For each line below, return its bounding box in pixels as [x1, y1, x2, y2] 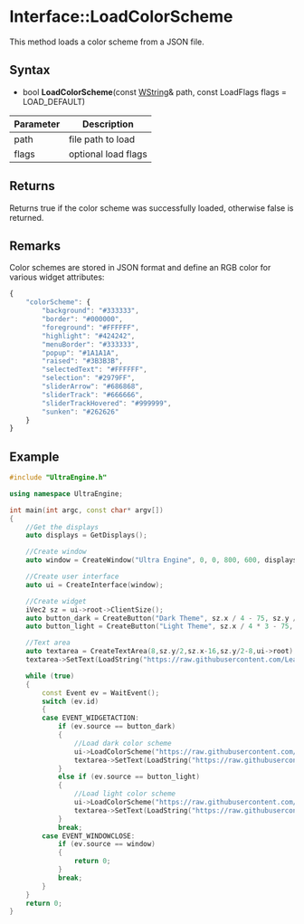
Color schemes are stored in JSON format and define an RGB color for [9, 262, 271, 273]
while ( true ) [25, 672, 75, 681]
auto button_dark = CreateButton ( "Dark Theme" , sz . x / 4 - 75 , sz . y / [25, 614, 298, 623]
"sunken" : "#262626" [42, 407, 119, 416]
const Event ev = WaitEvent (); [42, 688, 160, 698]
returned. [9, 212, 44, 223]
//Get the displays [25, 522, 100, 531]
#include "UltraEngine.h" [9, 473, 107, 482]
